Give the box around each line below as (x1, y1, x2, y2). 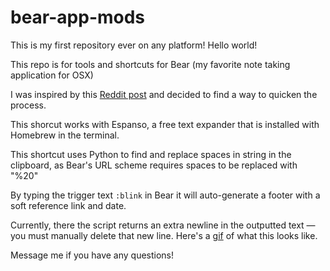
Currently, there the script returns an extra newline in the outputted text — (10, 219, 316, 231)
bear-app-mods (10, 6, 146, 29)
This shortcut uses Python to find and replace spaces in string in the (10, 148, 292, 160)
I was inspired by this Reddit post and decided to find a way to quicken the (10, 88, 318, 100)
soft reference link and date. (10, 199, 127, 211)
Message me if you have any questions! (10, 249, 175, 261)
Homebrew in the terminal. (10, 129, 120, 141)
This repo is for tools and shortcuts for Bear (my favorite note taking (10, 58, 291, 70)
